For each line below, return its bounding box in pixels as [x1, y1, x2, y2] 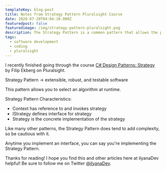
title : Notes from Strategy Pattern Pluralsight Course [5, 12, 123, 17]
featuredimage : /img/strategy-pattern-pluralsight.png [5, 26, 121, 31]
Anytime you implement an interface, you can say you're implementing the [5, 140, 157, 146]
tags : [5, 35, 16, 40]
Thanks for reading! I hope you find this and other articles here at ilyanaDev [5, 155, 159, 161]
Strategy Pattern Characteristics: [5, 96, 72, 102]
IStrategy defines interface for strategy [12, 110, 92, 116]
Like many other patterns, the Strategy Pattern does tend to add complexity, [5, 125, 160, 131]
